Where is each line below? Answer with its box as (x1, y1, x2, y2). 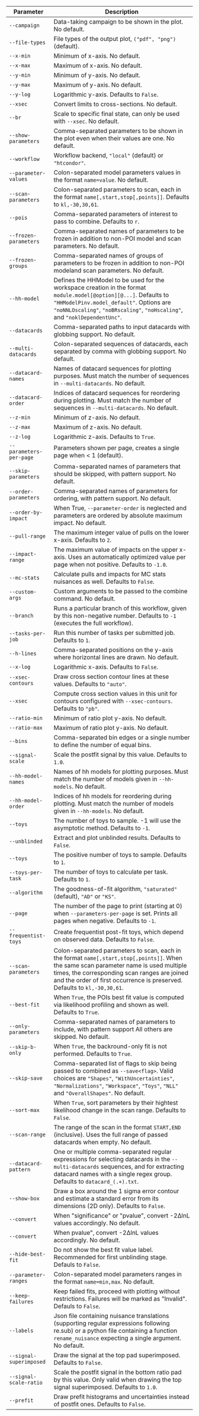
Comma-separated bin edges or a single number (53, 734, 190, 741)
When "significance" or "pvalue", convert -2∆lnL (53, 1212, 190, 1219)
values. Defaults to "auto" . (53, 680, 127, 688)
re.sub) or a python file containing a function (53, 1327, 178, 1335)
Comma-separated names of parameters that (53, 463, 181, 470)
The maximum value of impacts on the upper (53, 546, 178, 554)
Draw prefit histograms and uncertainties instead (53, 1393, 190, 1401)
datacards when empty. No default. (53, 1138, 152, 1146)
